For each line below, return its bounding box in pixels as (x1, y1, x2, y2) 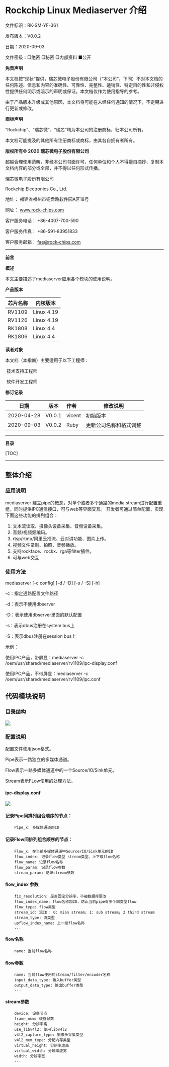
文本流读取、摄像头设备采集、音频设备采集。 (12, 523, 106, 529)
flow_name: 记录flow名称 (14, 859, 63, 865)
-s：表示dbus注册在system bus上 (5, 622, 75, 628)
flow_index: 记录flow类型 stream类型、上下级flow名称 (14, 854, 120, 859)
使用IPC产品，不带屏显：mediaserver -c (5, 670, 89, 676)
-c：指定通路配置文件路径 (5, 590, 59, 596)
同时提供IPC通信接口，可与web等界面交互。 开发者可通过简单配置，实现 (14, 506, 163, 512)
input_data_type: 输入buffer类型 (14, 977, 81, 983)
